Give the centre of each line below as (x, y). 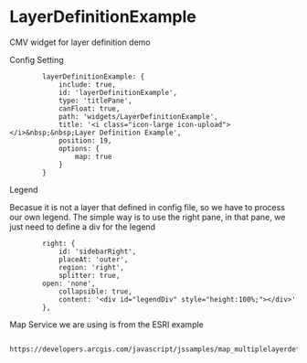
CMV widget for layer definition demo (80, 42)
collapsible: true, (95, 291)
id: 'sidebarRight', (97, 251)
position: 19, (85, 140)
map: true (93, 156)
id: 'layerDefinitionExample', (118, 92)
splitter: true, (89, 275)
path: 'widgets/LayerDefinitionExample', (138, 116)
